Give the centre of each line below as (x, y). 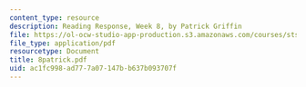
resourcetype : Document (55, 52)
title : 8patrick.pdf (49, 60)
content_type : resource (55, 18)
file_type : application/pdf (63, 43)
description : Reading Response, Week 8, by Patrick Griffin (126, 26)
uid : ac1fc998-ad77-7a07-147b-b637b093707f (93, 69)
